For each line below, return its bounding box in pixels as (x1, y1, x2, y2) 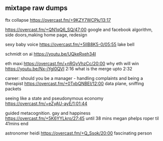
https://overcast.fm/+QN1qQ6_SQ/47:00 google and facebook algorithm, (5, 27, 153, 33)
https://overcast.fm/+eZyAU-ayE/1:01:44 (5, 101, 87, 106)
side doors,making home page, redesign (5, 32, 87, 37)
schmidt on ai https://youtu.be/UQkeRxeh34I (5, 51, 96, 57)
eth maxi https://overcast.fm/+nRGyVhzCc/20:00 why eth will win (5, 60, 139, 66)
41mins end (5, 120, 29, 126)
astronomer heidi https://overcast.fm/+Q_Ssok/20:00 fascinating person (5, 130, 152, 136)
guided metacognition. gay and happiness (5, 110, 91, 116)
